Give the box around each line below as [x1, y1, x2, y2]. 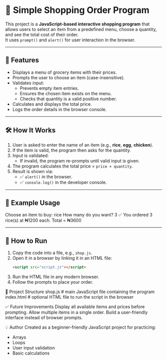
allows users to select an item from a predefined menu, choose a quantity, [5, 26, 157, 32]
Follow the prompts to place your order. [12, 279, 93, 285]
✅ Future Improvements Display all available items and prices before [5, 304, 145, 310]
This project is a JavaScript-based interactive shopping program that [5, 21, 150, 27]
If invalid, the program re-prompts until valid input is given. [19, 158, 140, 164]
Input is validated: [12, 152, 49, 159]
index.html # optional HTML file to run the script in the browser [5, 294, 134, 300]
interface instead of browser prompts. [5, 315, 83, 321]
